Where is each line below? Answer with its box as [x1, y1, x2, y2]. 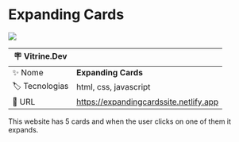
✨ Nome [12, 67, 44, 78]
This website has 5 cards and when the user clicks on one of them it [8, 117, 232, 126]
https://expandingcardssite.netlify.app [76, 96, 219, 107]
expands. [8, 125, 39, 134]
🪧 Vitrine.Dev [13, 50, 67, 61]
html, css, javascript [76, 82, 151, 93]
